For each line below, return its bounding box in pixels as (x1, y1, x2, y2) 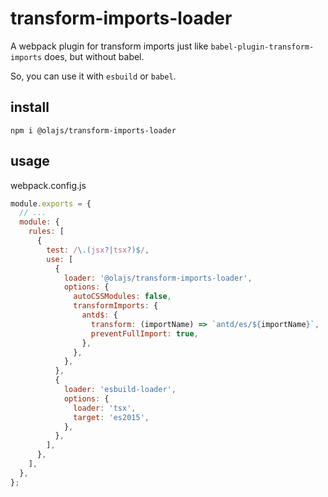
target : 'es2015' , (73, 412, 150, 422)
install (10, 99, 50, 116)
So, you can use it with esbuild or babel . (10, 70, 177, 82)
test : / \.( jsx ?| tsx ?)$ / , (46, 245, 150, 255)
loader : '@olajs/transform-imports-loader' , (63, 273, 253, 283)
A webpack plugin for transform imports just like (10, 40, 209, 52)
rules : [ (28, 227, 65, 237)
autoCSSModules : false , (73, 292, 172, 302)
